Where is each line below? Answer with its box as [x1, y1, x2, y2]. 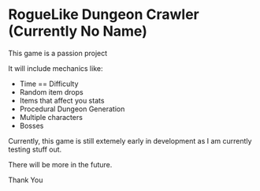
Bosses [19, 121, 44, 130]
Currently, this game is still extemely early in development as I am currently [8, 136, 252, 145]
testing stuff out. [8, 144, 62, 154]
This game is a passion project [8, 48, 108, 58]
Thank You [8, 175, 43, 185]
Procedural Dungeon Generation [19, 104, 125, 114]
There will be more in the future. [8, 159, 113, 169]
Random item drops [19, 87, 84, 96]
